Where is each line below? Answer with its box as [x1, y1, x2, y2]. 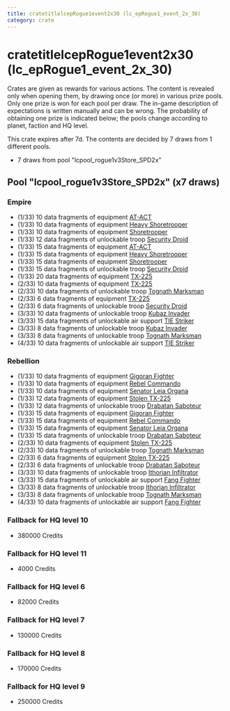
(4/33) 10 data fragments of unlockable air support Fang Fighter [17, 498, 201, 506]
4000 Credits [17, 565, 56, 573]
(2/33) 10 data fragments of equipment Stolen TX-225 [17, 438, 173, 447]
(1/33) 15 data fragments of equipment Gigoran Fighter [17, 409, 174, 418]
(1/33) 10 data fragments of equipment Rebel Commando [17, 379, 181, 388]
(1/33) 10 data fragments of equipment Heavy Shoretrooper [17, 220, 188, 229]
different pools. [7, 142, 51, 151]
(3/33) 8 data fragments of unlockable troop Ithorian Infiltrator [17, 483, 197, 491]
